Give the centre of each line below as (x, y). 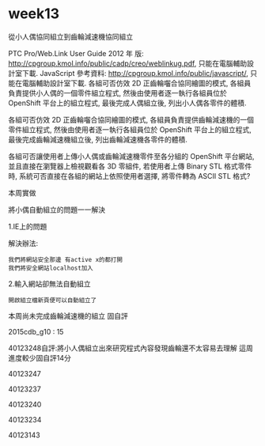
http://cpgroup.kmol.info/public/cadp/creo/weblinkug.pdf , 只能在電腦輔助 (128, 63)
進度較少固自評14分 (40, 357)
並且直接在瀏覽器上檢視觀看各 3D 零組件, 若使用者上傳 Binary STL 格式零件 (130, 166)
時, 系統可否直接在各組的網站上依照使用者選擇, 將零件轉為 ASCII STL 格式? (129, 176)
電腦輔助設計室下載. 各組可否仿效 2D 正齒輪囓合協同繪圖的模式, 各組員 (136, 83)
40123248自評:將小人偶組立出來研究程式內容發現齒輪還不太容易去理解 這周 (131, 348)
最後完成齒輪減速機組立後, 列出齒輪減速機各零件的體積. (98, 139)
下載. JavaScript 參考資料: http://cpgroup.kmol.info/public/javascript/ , (135, 73)
